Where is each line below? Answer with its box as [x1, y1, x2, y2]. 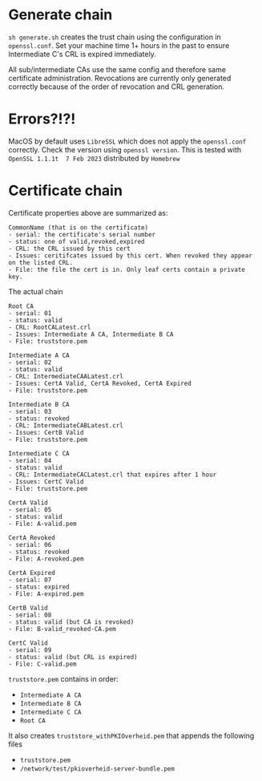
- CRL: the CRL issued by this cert [8, 245, 131, 253]
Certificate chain [8, 182, 123, 200]
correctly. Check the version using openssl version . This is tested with [8, 144, 242, 154]
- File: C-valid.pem [8, 660, 78, 668]
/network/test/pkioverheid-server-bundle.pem [19, 764, 175, 773]
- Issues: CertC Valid [8, 477, 84, 486]
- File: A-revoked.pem [8, 555, 84, 563]
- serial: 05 [8, 505, 52, 514]
